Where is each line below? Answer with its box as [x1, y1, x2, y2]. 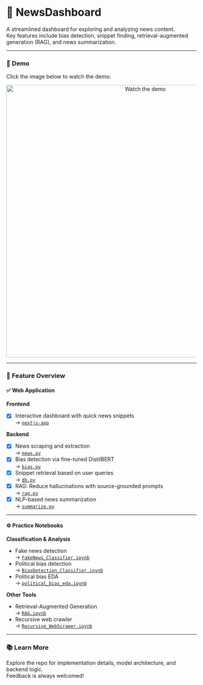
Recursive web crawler [14, 615, 72, 623]
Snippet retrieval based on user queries [14, 469, 114, 476]
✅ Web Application [6, 386, 55, 394]
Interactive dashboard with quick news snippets [14, 412, 135, 420]
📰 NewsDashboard [6, 5, 101, 19]
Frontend [6, 400, 30, 408]
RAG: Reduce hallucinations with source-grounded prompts [14, 482, 163, 489]
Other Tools [6, 591, 37, 598]
